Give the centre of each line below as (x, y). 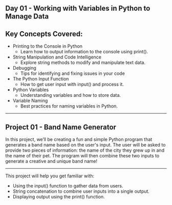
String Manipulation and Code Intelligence (57, 57)
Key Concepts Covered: (44, 34)
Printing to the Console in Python (48, 46)
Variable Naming (30, 101)
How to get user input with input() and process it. (72, 85)
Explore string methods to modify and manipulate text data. (83, 63)
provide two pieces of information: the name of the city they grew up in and (85, 150)
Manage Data (27, 17)
